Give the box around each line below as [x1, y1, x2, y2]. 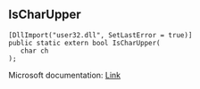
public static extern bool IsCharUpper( [8, 38, 162, 47]
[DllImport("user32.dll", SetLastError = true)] [8, 30, 193, 39]
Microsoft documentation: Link [8, 69, 121, 80]
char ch [20, 46, 49, 55]
